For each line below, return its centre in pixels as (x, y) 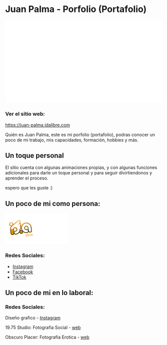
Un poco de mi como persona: (53, 203)
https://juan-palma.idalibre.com (37, 125)
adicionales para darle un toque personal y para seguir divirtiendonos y (79, 173)
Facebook (23, 271)
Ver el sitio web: (25, 114)
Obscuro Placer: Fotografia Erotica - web (47, 337)
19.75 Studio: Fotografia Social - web (43, 327)
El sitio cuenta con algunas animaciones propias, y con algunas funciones (81, 167)
